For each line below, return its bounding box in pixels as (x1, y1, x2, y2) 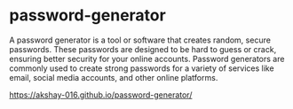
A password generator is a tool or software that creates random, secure (9, 35, 271, 45)
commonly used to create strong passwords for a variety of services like (9, 63, 274, 74)
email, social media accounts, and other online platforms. (9, 72, 218, 82)
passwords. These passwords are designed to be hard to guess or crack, (9, 43, 277, 54)
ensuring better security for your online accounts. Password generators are (9, 53, 285, 64)
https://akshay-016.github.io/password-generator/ (9, 90, 193, 100)
